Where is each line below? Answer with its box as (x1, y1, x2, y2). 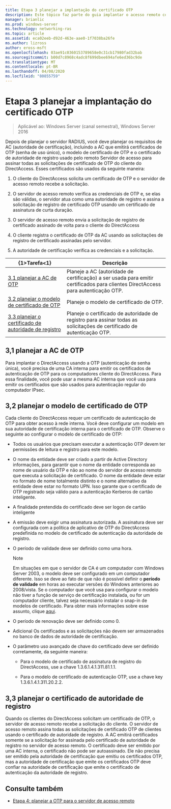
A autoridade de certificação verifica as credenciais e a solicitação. (12, 247, 154, 253)
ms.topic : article (5, 31, 44, 36)
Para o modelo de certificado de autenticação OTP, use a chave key (20, 674, 163, 680)
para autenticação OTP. (67, 287, 123, 294)
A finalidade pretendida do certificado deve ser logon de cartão (12, 504, 146, 510)
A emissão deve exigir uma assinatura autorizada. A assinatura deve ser (12, 519, 164, 526)
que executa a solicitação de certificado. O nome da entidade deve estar (12, 473, 165, 479)
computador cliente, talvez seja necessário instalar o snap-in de (12, 597, 148, 603)
